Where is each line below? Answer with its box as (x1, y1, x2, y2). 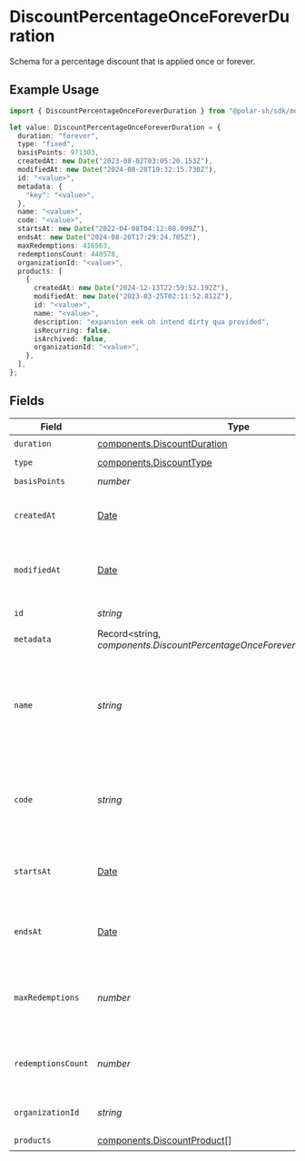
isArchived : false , (33, 334, 107, 343)
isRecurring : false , (33, 326, 112, 335)
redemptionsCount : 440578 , (17, 249, 120, 258)
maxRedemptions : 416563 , (17, 241, 112, 250)
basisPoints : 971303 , (17, 148, 100, 157)
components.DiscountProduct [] (96, 1135, 232, 1147)
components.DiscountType (96, 457, 212, 469)
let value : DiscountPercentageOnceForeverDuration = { (9, 123, 221, 132)
